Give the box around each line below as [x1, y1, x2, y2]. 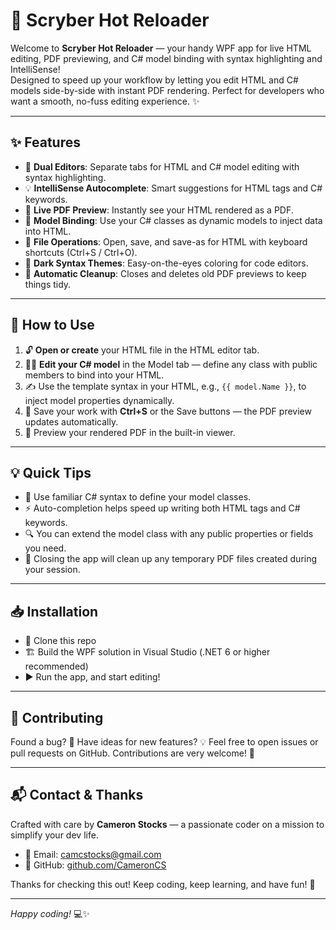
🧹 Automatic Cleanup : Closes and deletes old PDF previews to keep [24, 267, 307, 279]
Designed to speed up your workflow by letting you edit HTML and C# [10, 74, 299, 86]
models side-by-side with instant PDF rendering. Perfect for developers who [10, 84, 325, 96]
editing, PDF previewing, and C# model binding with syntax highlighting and [10, 52, 323, 64]
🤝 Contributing [10, 709, 104, 726]
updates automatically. [24, 415, 119, 428]
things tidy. [24, 278, 72, 290]
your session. [24, 564, 81, 576]
